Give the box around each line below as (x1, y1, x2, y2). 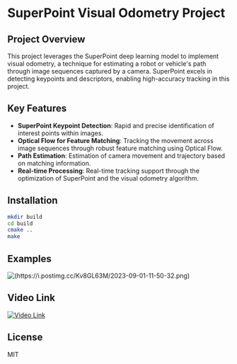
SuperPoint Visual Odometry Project (7, 5, 226, 21)
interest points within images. (17, 129, 104, 137)
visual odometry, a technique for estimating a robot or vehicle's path (7, 59, 207, 68)
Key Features (7, 103, 67, 115)
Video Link (7, 292, 55, 304)
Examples (7, 253, 52, 265)
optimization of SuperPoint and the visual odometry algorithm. (17, 174, 200, 182)
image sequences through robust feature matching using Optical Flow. (17, 144, 223, 152)
